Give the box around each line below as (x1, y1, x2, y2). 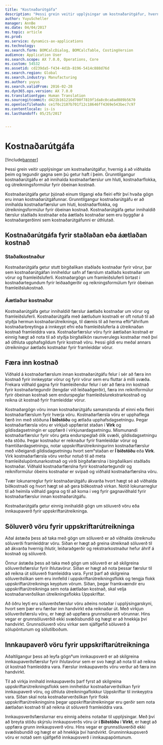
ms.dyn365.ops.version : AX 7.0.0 (5, 89, 73, 93)
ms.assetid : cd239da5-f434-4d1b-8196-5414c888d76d (5, 66, 110, 71)
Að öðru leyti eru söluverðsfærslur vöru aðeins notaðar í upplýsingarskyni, (5, 600, 153, 606)
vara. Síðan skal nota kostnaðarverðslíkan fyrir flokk (5, 694, 109, 700)
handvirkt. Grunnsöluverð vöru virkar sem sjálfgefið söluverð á (5, 621, 130, 627)
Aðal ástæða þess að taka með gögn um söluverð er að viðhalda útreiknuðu (5, 535, 156, 541)
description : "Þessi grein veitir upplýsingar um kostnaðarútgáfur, (5, 12, 147, 17)
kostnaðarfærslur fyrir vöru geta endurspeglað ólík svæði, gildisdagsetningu (5, 433, 157, 438)
